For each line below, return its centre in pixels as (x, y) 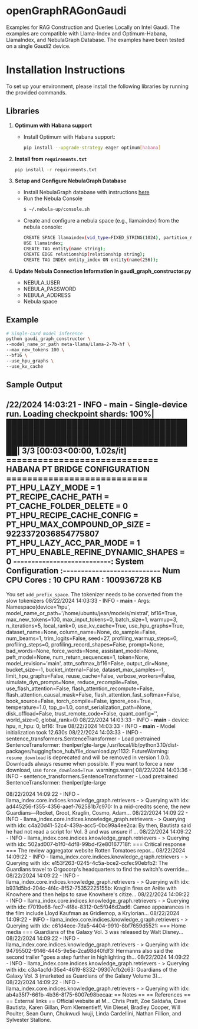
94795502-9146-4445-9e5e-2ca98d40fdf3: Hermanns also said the (90, 950)
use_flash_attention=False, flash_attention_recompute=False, (80, 688)
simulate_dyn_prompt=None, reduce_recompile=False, (72, 682)
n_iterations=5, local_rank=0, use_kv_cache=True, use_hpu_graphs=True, (95, 625)
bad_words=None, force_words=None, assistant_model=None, (82, 651)
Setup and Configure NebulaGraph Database (70, 181)
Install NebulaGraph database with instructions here (86, 192)
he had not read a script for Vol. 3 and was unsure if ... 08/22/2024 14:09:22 (99, 831)
